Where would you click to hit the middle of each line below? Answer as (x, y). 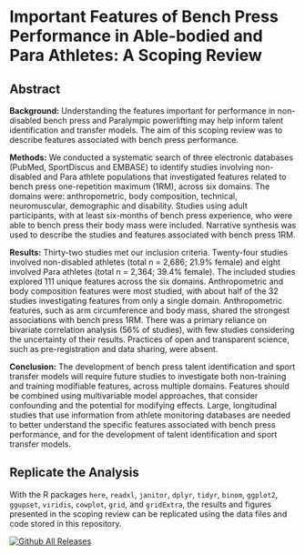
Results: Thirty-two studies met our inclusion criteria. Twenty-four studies (149, 252)
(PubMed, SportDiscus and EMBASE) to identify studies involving (132, 167)
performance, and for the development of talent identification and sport (143, 434)
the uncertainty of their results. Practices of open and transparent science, (149, 339)
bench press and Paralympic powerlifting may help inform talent (163, 121)
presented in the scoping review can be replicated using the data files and (148, 514)
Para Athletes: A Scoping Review (136, 55)
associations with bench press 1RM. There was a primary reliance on (138, 320)
